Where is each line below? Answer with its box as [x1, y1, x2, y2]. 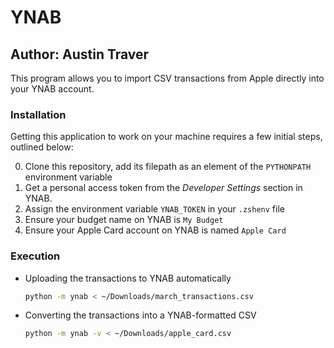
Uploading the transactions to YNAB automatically [24, 272, 232, 284]
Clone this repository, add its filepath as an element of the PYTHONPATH [24, 161, 312, 173]
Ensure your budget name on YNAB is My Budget [24, 214, 224, 226]
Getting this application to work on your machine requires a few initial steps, [10, 131, 323, 143]
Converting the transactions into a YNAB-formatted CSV [24, 309, 257, 321]
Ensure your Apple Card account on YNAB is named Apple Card [24, 224, 287, 236]
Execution [10, 249, 61, 263]
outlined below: [10, 141, 74, 153]
